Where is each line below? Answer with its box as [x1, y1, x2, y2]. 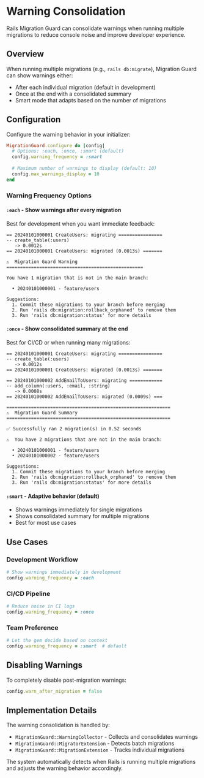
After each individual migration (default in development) [15, 83, 156, 91]
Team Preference [6, 624, 59, 632]
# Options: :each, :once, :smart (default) [12, 148, 124, 154]
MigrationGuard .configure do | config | [6, 142, 105, 148]
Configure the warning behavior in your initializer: [6, 131, 131, 138]
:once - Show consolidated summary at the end [6, 325, 128, 332]
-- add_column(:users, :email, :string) [6, 383, 111, 389]
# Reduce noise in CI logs [6, 603, 75, 609]
